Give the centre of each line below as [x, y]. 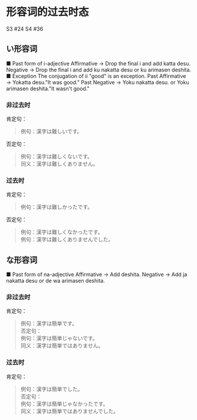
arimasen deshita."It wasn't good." [48, 88]
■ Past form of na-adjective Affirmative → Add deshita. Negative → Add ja [97, 274]
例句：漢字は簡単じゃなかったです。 [64, 403]
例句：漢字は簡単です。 [49, 324]
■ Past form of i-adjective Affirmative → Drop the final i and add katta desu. [98, 63]
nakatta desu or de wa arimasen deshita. [55, 281]
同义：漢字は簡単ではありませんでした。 [70, 411]
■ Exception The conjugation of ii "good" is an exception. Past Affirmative [96, 76]
